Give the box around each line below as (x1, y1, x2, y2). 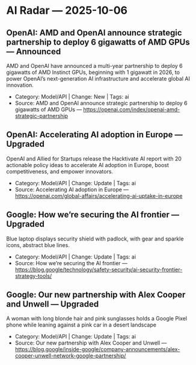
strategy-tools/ (14, 272, 52, 280)
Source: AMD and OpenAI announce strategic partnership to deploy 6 (14, 100, 188, 106)
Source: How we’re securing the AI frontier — (14, 259, 128, 266)
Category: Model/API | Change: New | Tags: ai (14, 93, 129, 100)
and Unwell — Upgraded (6, 299, 99, 310)
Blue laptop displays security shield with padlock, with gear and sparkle (6, 235, 184, 242)
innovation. (6, 82, 34, 88)
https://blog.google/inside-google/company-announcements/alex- (14, 346, 180, 353)
